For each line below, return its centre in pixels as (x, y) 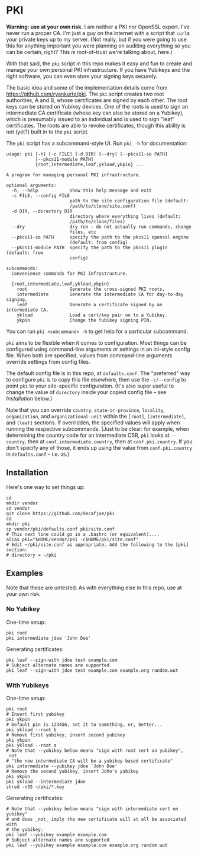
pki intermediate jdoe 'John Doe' (49, 638)
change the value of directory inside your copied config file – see (86, 392)
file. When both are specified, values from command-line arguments (89, 355)
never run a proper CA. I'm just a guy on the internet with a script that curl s (98, 33)
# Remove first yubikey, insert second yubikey (66, 735)
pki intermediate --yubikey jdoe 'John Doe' (62, 766)
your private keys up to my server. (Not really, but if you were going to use (97, 39)
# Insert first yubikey (35, 715)
